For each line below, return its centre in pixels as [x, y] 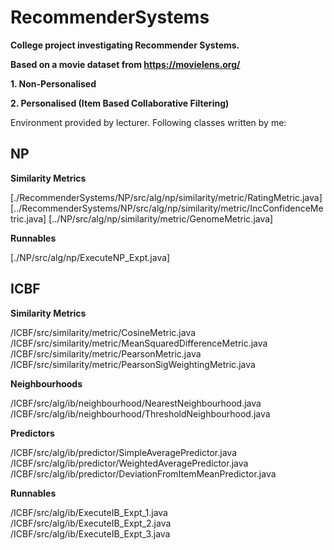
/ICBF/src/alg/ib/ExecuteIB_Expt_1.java [89, 512]
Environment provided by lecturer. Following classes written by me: [148, 122]
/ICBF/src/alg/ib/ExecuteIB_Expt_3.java [90, 533]
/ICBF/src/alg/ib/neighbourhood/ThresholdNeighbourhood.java [140, 413]
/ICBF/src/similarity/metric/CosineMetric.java [103, 332]
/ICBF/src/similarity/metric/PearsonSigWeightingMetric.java [133, 364]
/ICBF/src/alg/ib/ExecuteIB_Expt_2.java [91, 523]
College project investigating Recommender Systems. [125, 45]
